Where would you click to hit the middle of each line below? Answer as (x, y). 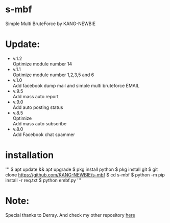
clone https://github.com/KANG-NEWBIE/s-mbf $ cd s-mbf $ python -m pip (85, 174)
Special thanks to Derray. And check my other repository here (70, 215)
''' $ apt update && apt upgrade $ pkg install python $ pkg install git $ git (82, 169)
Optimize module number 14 (42, 64)
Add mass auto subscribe (40, 123)
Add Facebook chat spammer (44, 135)
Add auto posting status (38, 107)
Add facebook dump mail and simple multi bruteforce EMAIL (76, 85)
